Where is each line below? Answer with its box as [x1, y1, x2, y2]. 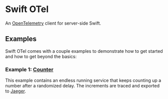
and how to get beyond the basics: [5, 53, 77, 59]
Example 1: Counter [5, 66, 54, 73]
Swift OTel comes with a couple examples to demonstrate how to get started [5, 48, 163, 54]
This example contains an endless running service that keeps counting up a [5, 77, 161, 83]
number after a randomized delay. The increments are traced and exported [5, 83, 160, 89]
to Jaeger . [5, 88, 26, 94]
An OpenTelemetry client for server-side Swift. [5, 20, 101, 26]
